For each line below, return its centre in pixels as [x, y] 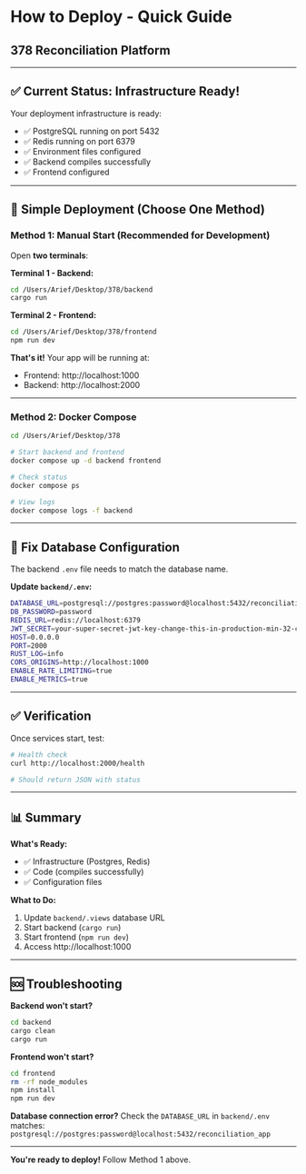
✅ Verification [51, 716]
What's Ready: [39, 844]
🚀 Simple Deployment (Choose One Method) [138, 209]
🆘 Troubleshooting [66, 984]
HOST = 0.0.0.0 [35, 637]
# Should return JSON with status [76, 780]
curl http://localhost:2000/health [78, 763]
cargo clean [33, 1030]
